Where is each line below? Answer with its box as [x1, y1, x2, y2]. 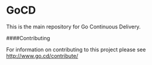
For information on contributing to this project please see [6, 45, 146, 53]
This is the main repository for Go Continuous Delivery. [6, 23, 141, 30]
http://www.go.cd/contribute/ [6, 52, 79, 59]
